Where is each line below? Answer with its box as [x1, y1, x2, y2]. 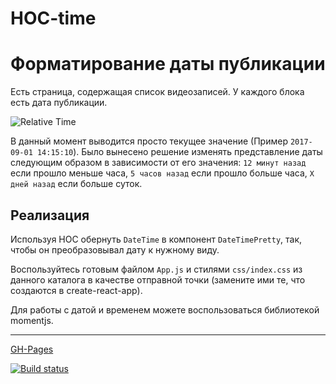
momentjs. [10, 314, 54, 326]
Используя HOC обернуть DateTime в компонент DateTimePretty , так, [10, 233, 303, 245]
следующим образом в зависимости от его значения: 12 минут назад [10, 157, 307, 169]
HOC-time [10, 7, 97, 30]
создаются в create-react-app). [10, 284, 143, 296]
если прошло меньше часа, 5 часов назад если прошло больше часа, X [10, 167, 315, 179]
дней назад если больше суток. [10, 178, 143, 190]
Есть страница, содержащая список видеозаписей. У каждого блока [10, 86, 305, 98]
